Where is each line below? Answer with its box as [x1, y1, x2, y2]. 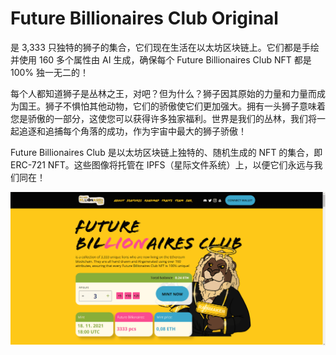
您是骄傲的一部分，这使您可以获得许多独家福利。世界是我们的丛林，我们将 [10, 112, 317, 124]
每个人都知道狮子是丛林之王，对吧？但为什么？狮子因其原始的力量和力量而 [10, 87, 317, 99]
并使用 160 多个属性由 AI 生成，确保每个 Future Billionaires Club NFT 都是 [10, 53, 312, 66]
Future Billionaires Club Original [10, 7, 279, 30]
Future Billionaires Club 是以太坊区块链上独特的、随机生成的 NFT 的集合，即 [10, 146, 323, 158]
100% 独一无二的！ [10, 66, 90, 78]
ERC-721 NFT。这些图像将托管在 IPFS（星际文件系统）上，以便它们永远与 [10, 158, 315, 171]
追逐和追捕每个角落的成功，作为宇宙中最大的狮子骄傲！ [18, 125, 247, 137]
